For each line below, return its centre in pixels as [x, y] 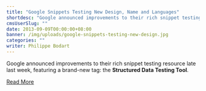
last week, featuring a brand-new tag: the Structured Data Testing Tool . [97, 70]
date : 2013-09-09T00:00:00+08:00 [49, 29]
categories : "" [26, 40]
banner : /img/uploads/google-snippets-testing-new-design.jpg [87, 35]
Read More [20, 82]
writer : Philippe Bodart [38, 46]
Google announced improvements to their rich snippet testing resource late [101, 63]
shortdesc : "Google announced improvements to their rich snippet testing [104, 18]
